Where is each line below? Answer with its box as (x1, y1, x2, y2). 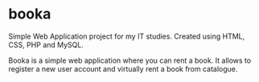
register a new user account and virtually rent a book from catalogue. (8, 64, 238, 73)
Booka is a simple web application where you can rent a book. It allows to (8, 55, 252, 65)
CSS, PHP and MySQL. (8, 39, 84, 49)
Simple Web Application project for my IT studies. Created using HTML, (8, 31, 245, 41)
